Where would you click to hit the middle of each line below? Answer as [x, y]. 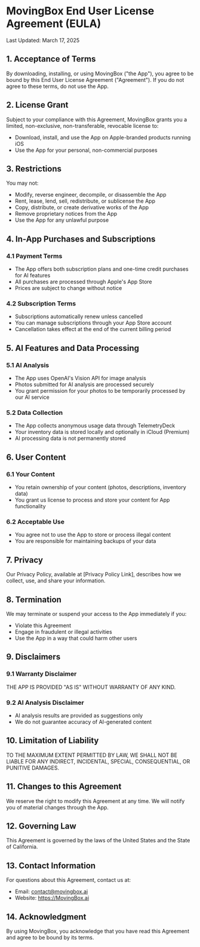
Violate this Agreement [43, 625]
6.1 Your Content [31, 474]
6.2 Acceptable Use [35, 521]
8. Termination [34, 599]
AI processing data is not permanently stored [70, 438]
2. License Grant [37, 105]
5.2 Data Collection [35, 413]
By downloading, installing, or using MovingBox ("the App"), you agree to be [100, 74]
